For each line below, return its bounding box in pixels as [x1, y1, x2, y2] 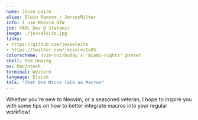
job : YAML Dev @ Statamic [6, 25, 70, 31]
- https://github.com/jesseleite [6, 42, 89, 48]
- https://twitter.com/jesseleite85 [6, 47, 96, 53]
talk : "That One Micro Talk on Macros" [6, 80, 105, 86]
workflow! [6, 108, 31, 115]
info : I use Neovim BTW [6, 19, 65, 25]
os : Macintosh [6, 63, 41, 69]
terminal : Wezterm [6, 69, 51, 75]
